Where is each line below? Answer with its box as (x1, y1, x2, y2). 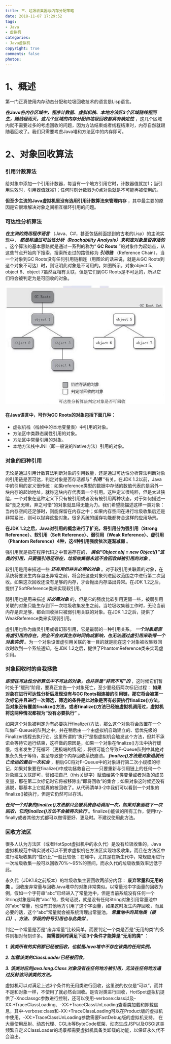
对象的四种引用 (5, 457, 42, 464)
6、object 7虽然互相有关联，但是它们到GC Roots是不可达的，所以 (19, 269, 157, 275)
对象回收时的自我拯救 (5, 666, 57, 673)
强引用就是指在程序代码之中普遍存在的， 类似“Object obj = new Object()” (5, 549, 160, 555)
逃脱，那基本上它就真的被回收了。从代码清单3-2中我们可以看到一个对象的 (5, 784, 160, 791)
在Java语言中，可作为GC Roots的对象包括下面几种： (5, 412, 116, 418)
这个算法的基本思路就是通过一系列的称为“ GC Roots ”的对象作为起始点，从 (9, 243, 165, 249)
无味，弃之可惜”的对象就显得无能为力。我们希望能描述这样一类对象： (20, 501, 165, 507)
